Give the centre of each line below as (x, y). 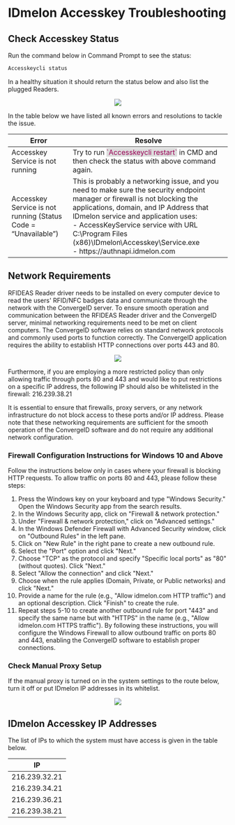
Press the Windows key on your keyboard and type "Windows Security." (122, 499)
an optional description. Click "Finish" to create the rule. (98, 602)
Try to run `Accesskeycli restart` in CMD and (145, 152)
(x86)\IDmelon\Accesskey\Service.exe (136, 242)
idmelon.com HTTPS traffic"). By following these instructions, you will (118, 625)
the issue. (22, 123)
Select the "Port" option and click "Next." (77, 551)
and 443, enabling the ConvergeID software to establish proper (109, 640)
